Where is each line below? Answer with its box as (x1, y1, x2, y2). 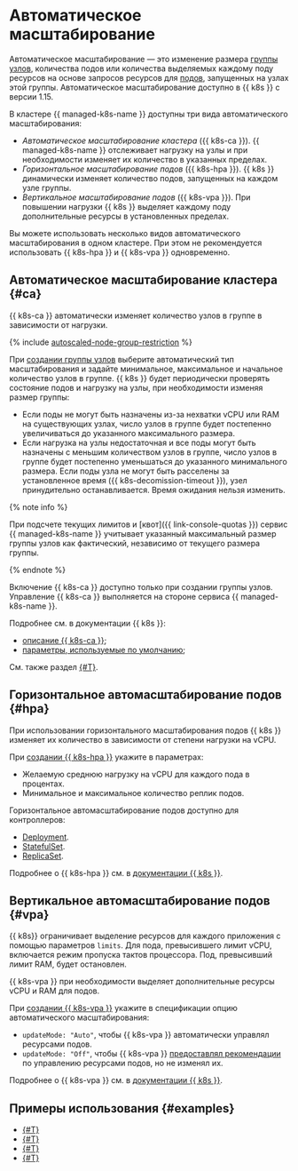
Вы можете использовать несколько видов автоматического (9, 227, 241, 238)
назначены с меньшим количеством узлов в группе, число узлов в (21, 446, 278, 458)
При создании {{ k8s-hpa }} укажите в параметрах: (9, 752, 204, 762)
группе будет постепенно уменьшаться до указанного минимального (21, 456, 288, 466)
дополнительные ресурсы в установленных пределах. (21, 211, 229, 221)
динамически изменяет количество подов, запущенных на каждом (21, 172, 278, 183)
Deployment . (21, 832, 69, 842)
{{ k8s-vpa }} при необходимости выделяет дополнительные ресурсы (9, 976, 275, 987)
